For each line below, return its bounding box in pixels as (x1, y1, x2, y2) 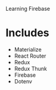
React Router (14, 52, 46, 59)
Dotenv (14, 77, 32, 85)
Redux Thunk (14, 65, 47, 72)
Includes (5, 26, 49, 40)
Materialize (14, 46, 42, 53)
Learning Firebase (5, 5, 50, 12)
